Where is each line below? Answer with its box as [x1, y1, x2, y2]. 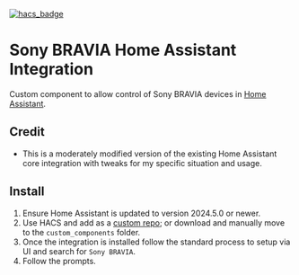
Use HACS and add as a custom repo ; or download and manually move [22, 217, 286, 228]
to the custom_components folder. [22, 226, 141, 237]
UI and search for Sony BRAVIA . [22, 245, 136, 256]
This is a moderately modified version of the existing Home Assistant [22, 148, 277, 159]
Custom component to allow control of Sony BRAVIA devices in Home [9, 88, 267, 99]
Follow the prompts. [22, 255, 96, 266]
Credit [9, 124, 45, 139]
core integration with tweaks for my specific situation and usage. [22, 157, 262, 168]
